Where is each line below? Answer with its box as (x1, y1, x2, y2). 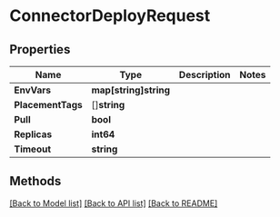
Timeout (14, 143, 52, 155)
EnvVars (14, 84, 52, 96)
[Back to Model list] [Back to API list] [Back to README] (9, 197, 218, 209)
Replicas (14, 128, 53, 141)
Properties (9, 42, 71, 57)
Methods (9, 173, 62, 189)
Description (178, 69, 231, 81)
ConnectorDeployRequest (9, 5, 211, 26)
